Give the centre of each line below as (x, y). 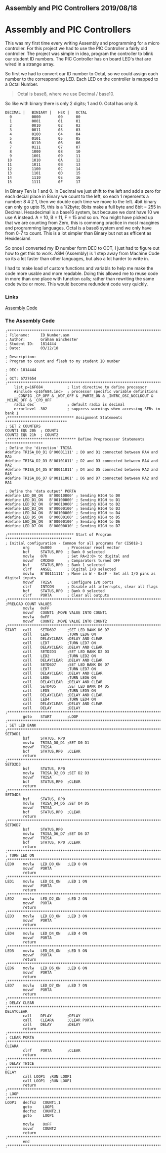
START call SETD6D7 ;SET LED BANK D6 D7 (57, 630)
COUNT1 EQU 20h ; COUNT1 (32, 431)
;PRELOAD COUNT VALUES (28, 604)
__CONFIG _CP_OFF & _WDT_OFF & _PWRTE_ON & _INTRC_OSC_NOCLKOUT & (84, 396)
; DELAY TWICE (20, 1063)
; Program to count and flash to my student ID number (63, 361)
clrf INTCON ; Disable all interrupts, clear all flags (90, 587)
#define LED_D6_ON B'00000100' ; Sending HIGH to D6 (63, 522)
